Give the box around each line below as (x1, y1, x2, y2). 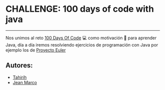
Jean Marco (12, 79, 37, 85)
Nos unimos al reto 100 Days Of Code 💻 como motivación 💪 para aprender (5, 35, 157, 41)
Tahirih (12, 74, 27, 80)
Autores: (5, 61, 33, 69)
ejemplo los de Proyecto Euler (5, 47, 66, 53)
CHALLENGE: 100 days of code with (5, 3, 154, 15)
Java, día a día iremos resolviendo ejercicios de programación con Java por (5, 42, 159, 47)
